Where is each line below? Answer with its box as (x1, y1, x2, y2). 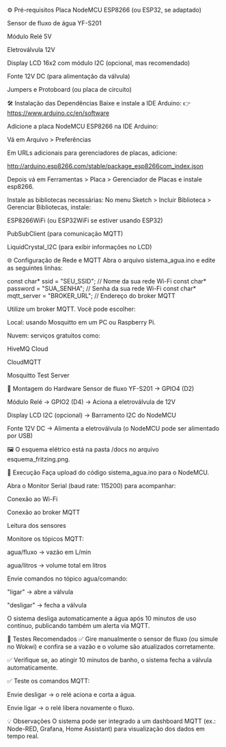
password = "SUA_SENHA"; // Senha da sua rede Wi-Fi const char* (7, 284, 197, 292)
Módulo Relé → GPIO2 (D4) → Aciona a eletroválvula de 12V (7, 398, 176, 406)
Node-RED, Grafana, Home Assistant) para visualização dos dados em (7, 725, 205, 733)
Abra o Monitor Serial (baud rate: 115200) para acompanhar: (7, 482, 176, 490)
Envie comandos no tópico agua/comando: (7, 574, 128, 583)
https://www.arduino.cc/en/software (7, 109, 110, 117)
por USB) (7, 431, 33, 440)
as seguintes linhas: (7, 264, 63, 272)
